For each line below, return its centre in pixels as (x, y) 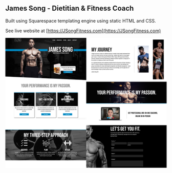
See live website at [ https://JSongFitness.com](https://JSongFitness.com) (83, 31)
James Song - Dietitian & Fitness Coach (70, 8)
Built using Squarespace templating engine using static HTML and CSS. (81, 20)
